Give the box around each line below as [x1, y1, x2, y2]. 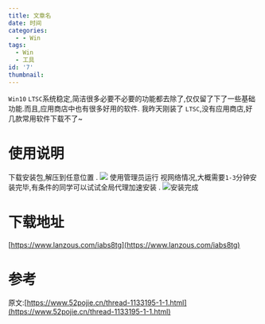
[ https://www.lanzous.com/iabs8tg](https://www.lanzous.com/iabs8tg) [8, 240, 240, 249]
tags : [8, 41, 26, 49]
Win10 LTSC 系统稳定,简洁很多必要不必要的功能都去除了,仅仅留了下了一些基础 [8, 93, 256, 103]
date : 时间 [8, 19, 42, 27]
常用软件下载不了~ [21, 113, 84, 123]
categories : [8, 26, 48, 34]
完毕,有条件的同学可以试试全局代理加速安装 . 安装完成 [14, 182, 199, 192]
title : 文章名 [8, 11, 52, 20]
